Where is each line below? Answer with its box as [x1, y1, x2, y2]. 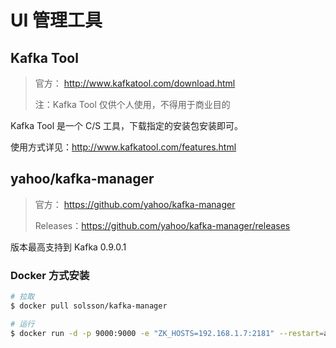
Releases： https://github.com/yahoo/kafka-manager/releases [34, 219, 291, 231]
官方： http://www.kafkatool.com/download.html [34, 77, 236, 89]
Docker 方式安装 [10, 268, 90, 282]
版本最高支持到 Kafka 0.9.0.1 [10, 241, 127, 253]
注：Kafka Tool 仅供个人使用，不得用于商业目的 [34, 99, 231, 110]
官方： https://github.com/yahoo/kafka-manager [34, 198, 236, 210]
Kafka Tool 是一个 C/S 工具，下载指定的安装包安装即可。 [10, 120, 244, 131]
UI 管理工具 [10, 9, 103, 32]
